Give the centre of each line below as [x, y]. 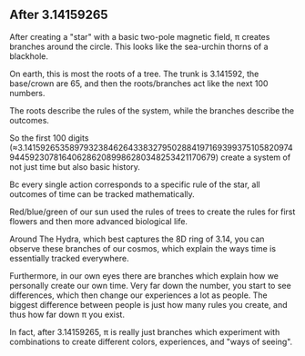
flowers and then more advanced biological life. [99, 221]
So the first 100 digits [49, 138]
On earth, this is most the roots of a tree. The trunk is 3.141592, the [134, 74]
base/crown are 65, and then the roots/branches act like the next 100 [139, 83]
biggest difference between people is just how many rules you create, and [148, 304]
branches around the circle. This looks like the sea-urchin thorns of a [139, 46]
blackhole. [29, 56]
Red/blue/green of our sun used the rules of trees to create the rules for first [152, 212]
